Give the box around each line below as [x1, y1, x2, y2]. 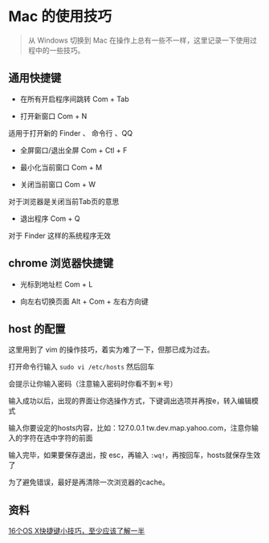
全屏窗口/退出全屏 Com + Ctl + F [19, 145, 128, 155]
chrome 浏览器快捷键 [8, 256, 114, 270]
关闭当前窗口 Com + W [19, 179, 96, 189]
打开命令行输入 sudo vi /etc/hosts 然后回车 [8, 362, 155, 372]
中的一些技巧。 [35, 45, 85, 55]
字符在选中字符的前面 [22, 433, 93, 443]
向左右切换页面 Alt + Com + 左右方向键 [19, 296, 149, 306]
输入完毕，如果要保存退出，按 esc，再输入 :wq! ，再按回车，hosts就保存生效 [8, 451, 261, 460]
